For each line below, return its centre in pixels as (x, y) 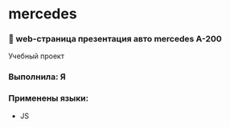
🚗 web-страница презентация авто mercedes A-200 (115, 39)
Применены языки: (49, 98)
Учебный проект (36, 56)
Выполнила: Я (37, 77)
